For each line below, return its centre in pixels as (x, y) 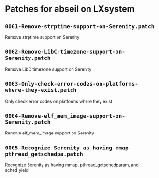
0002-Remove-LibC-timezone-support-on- (65, 52)
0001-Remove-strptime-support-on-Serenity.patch (80, 26)
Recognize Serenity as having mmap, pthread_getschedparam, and (72, 165)
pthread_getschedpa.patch (44, 154)
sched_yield (17, 170)
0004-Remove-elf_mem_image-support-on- (65, 116)
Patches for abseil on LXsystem (70, 9)
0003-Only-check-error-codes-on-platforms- (72, 84)
